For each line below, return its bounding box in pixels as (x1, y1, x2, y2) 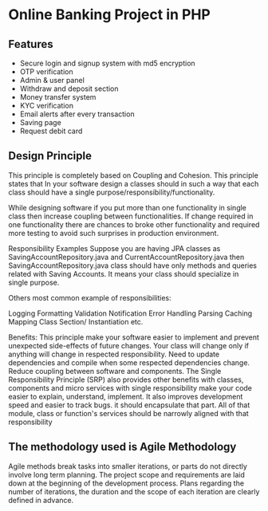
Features (8, 37, 53, 51)
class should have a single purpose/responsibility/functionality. (8, 187, 215, 197)
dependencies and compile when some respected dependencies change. (8, 357, 250, 368)
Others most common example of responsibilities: (8, 293, 171, 302)
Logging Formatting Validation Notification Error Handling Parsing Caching (8, 309, 253, 318)
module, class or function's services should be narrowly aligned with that (8, 408, 249, 418)
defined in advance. (8, 495, 74, 505)
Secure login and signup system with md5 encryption (19, 58, 195, 68)
